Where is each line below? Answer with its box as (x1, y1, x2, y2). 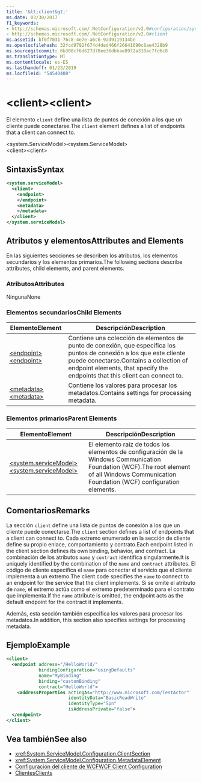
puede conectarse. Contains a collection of (68, 356, 188, 365)
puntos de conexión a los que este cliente (68, 349, 186, 358)
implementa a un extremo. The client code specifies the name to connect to (6, 572, 189, 580)
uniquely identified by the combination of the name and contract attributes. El (6, 560, 196, 567)
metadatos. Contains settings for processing (68, 389, 192, 397)
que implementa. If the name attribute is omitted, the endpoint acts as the (6, 591, 184, 599)
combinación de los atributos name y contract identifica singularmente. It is (6, 554, 189, 561)
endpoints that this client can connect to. (68, 371, 183, 380)
